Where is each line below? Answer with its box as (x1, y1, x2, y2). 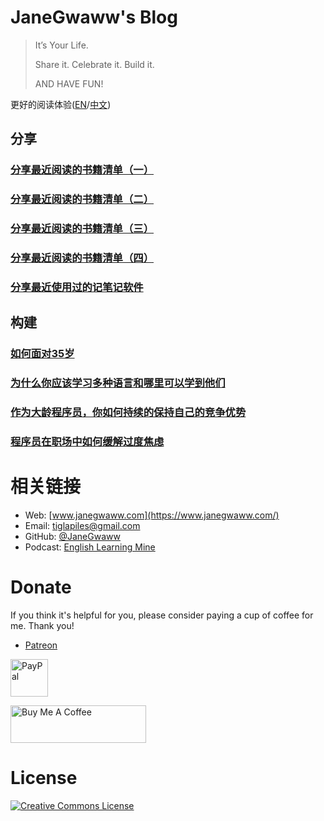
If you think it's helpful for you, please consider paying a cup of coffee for (10, 609, 314, 621)
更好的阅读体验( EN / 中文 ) (10, 98, 112, 110)
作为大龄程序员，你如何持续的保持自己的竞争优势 (10, 406, 247, 420)
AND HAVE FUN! (34, 77, 104, 90)
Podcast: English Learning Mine (24, 541, 156, 553)
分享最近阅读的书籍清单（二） (10, 192, 155, 206)
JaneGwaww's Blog (10, 6, 178, 29)
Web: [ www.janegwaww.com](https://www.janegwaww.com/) (24, 509, 280, 521)
